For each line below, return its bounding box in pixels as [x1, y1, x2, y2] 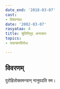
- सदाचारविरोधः [5, 41, 28, 46]
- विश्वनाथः [5, 17, 22, 22]
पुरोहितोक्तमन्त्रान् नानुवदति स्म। [5, 77, 56, 83]
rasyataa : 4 [5, 26, 31, 32]
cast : [5, 12, 17, 17]
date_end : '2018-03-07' [5, 7, 56, 13]
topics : [5, 36, 22, 41]
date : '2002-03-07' [5, 21, 47, 27]
